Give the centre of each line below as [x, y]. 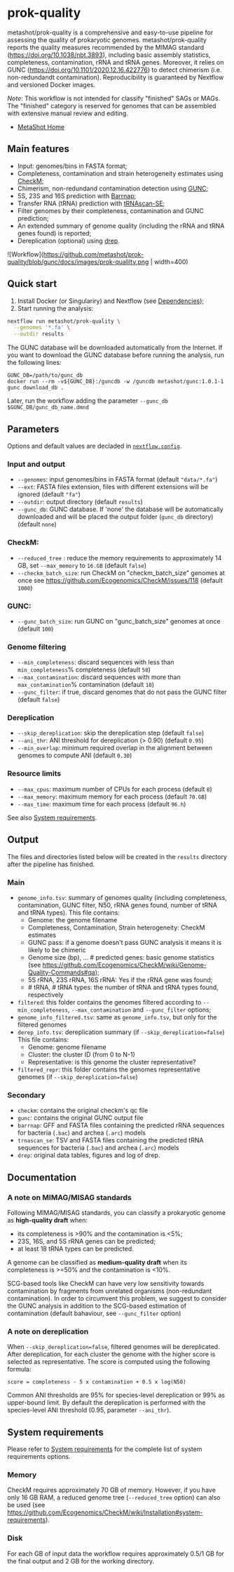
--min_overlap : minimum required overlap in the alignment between [115, 748]
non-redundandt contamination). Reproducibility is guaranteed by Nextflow [116, 77]
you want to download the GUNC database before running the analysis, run [116, 355]
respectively [46, 994]
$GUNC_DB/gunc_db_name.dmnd [48, 408]
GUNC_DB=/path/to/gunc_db [45, 375]
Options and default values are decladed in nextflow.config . [95, 446]
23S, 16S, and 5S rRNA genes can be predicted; [87, 1241]
